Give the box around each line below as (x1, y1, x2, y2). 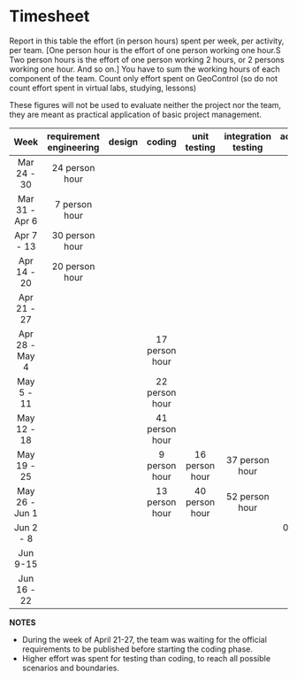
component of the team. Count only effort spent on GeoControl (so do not (9, 73, 278, 83)
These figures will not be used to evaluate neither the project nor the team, (9, 99, 281, 110)
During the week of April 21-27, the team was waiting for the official (21, 634, 268, 645)
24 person (51, 161, 95, 174)
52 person (225, 490, 270, 502)
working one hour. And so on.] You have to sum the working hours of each (9, 64, 280, 74)
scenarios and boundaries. (21, 662, 119, 673)
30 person (51, 228, 95, 241)
